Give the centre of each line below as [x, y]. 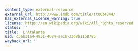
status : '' [16, 28]
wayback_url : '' [22, 41]
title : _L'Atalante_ [26, 32]
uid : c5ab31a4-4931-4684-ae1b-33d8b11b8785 [51, 37]
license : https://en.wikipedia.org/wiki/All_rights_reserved [69, 23]
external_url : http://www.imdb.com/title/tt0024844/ [60, 14]
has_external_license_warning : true [43, 18]
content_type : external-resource [39, 9]
